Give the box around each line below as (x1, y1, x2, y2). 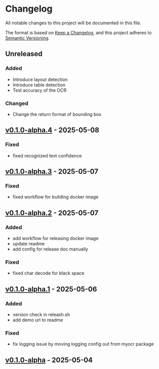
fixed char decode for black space (12, 270, 85, 276)
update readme (12, 240, 45, 247)
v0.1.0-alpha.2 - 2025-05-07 (5, 209, 99, 217)
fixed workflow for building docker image (12, 194, 99, 200)
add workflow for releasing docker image (12, 235, 99, 241)
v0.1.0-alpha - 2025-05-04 (5, 355, 93, 364)
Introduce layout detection (12, 76, 68, 83)
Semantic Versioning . (5, 35, 50, 41)
